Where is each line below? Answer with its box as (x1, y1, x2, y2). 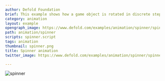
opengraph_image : (5, 26, 41, 30)
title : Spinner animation (5, 48, 58, 53)
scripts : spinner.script (5, 35, 56, 40)
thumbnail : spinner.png (5, 44, 54, 49)
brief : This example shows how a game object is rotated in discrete (5, 12, 151, 17)
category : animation (5, 16, 48, 21)
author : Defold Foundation (5, 7, 60, 12)
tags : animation (5, 39, 38, 44)
